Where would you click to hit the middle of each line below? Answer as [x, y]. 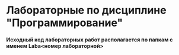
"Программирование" [65, 23]
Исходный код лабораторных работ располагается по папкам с [89, 40]
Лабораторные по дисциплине [87, 10]
